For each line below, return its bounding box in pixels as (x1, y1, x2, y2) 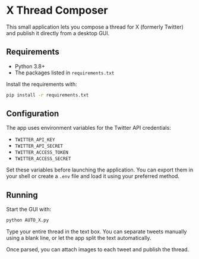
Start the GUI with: (6, 206, 52, 213)
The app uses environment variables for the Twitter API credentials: (6, 124, 171, 132)
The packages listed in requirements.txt (14, 69, 115, 76)
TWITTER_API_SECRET (14, 143, 64, 149)
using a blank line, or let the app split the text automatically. (6, 235, 151, 242)
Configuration (6, 108, 59, 119)
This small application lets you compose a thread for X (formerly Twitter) (6, 23, 184, 30)
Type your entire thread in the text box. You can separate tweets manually (6, 228, 187, 235)
